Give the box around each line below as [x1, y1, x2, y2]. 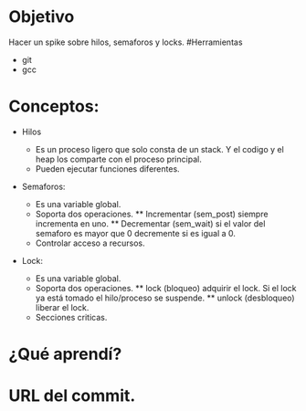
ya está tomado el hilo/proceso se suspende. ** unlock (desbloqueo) [35, 292, 295, 303]
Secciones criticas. [35, 311, 108, 322]
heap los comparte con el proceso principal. [35, 153, 202, 164]
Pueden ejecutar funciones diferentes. [35, 163, 180, 174]
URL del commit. [8, 385, 136, 406]
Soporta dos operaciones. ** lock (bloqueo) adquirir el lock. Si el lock [35, 282, 298, 293]
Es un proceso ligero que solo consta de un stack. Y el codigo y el [35, 143, 284, 154]
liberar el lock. [35, 301, 90, 312]
